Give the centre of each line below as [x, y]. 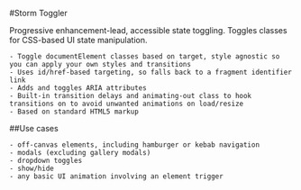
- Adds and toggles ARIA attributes [78, 88]
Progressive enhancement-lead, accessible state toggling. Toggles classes [148, 30]
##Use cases [34, 128]
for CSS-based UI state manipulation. [78, 40]
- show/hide [32, 168]
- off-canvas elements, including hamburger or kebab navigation [134, 145]
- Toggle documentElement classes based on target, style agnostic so [145, 57]
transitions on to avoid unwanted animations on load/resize [127, 104]
